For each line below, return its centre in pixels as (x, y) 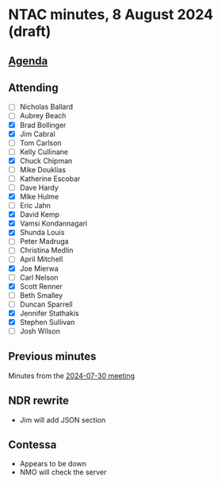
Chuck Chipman (46, 160)
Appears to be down (53, 464)
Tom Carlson (40, 143)
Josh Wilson (40, 330)
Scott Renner (41, 286)
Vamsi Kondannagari (53, 223)
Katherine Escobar (50, 178)
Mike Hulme (39, 197)
